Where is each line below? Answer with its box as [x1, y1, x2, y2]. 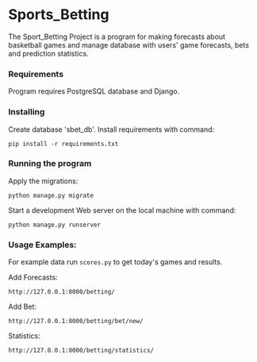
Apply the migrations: [8, 176, 79, 186]
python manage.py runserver [8, 221, 102, 229]
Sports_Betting [8, 6, 109, 24]
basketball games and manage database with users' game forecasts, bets [8, 40, 250, 49]
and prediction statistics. [8, 48, 89, 58]
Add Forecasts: [8, 272, 58, 283]
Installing [8, 106, 45, 117]
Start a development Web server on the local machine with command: [8, 205, 236, 215]
